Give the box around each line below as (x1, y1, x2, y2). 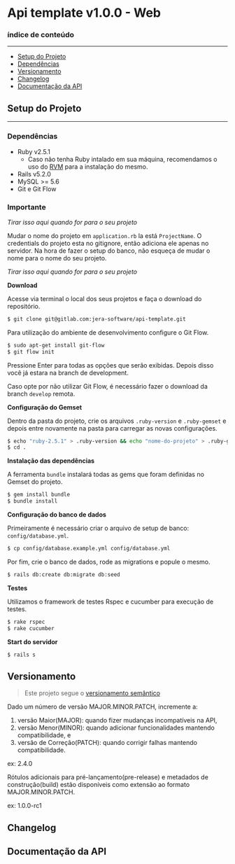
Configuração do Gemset (7, 403, 83, 411)
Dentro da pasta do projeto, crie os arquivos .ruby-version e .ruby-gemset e (7, 417, 227, 425)
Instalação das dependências (7, 457, 95, 465)
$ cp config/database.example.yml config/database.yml (7, 545, 171, 552)
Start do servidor (7, 637, 58, 646)
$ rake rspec (7, 618, 45, 625)
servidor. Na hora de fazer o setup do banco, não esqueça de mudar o (7, 246, 211, 255)
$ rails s (7, 651, 36, 658)
